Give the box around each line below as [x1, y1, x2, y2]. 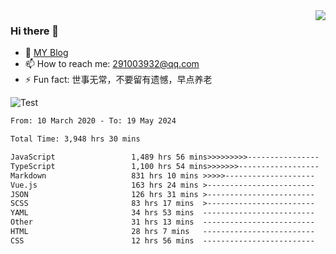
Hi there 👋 [10, 24, 60, 38]
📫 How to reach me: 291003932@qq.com [24, 58, 200, 70]
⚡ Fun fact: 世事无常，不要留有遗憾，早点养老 [24, 74, 213, 86]
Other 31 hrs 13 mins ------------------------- [10, 217, 315, 228]
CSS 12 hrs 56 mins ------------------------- [10, 235, 315, 246]
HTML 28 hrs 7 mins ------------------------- [10, 227, 315, 237]
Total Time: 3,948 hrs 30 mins [10, 134, 141, 144]
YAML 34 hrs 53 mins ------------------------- [10, 208, 315, 218]
